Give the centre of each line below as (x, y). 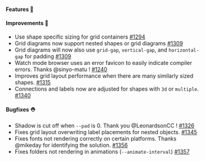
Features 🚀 (20, 9)
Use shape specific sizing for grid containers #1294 (80, 37)
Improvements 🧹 (27, 23)
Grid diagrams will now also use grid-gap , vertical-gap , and (91, 50)
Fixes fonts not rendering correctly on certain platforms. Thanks (95, 139)
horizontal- (184, 50)
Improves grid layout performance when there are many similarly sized (104, 76)
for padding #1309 (48, 56)
